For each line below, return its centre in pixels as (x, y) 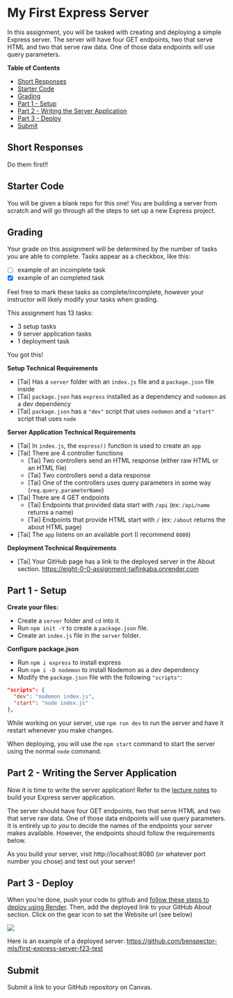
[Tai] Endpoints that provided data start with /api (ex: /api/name (119, 505)
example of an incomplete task (61, 270)
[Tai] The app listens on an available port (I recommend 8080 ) (104, 534)
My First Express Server (78, 13)
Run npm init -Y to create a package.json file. (83, 628)
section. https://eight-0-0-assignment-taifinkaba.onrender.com (108, 568)
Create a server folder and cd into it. (69, 621)
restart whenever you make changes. (61, 730)
